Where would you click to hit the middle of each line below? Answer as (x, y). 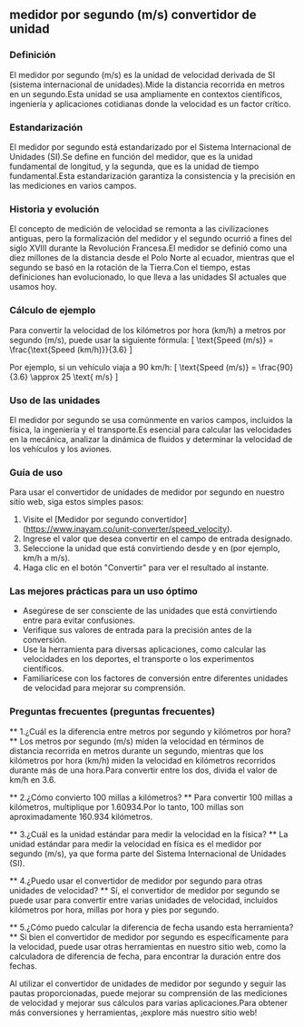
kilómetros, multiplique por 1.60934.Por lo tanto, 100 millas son (127, 806)
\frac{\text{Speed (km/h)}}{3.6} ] (71, 350)
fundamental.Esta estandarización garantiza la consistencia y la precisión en (152, 175)
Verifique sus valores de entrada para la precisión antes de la (137, 630)
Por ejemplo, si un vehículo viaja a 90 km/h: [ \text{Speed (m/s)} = (133, 367)
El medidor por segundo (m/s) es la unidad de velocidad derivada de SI (142, 74)
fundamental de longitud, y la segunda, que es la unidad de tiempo (134, 166)
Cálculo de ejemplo (53, 311)
